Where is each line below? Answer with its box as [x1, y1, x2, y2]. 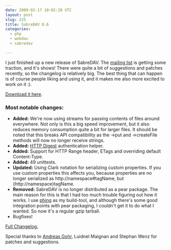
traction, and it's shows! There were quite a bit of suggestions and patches [5, 65, 163, 71]
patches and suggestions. [5, 239, 60, 245]
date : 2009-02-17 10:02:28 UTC [5, 7, 72, 13]
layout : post [5, 12, 33, 17]
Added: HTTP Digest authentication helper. [12, 143, 104, 149]
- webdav [10, 36, 29, 41]
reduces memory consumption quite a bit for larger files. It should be [12, 127, 158, 133]
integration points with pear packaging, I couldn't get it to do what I [12, 203, 154, 209]
